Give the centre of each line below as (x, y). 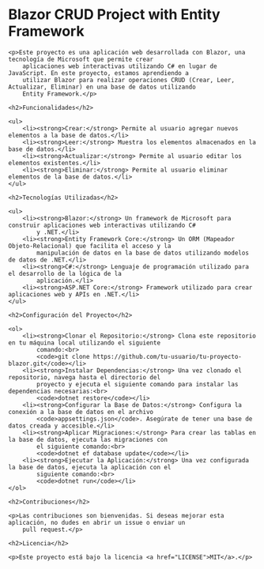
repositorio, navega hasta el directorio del (84, 377)
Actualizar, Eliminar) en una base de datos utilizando (102, 87)
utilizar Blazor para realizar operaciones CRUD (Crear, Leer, (129, 80)
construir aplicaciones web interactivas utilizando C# (102, 225)
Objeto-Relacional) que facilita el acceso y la (90, 246)
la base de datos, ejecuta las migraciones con (88, 439)
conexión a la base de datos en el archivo (81, 412)
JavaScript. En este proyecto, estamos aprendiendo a (99, 73)
